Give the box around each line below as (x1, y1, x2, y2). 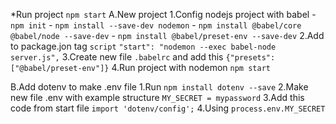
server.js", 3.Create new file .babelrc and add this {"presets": (10, 51, 276, 63)
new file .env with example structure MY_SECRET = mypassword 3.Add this (10, 92, 305, 103)
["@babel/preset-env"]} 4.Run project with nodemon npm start (10, 62, 271, 73)
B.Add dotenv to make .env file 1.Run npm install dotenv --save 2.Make (10, 81, 309, 93)
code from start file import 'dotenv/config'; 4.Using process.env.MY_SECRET (10, 102, 326, 114)
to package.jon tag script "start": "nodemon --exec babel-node (10, 40, 277, 52)
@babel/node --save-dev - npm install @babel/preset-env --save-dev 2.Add (10, 30, 325, 41)
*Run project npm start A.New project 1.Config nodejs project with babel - (10, 9, 317, 20)
